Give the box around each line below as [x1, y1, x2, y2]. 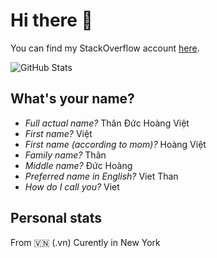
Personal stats [10, 210, 103, 227]
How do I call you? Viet [24, 180, 120, 193]
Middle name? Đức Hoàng [24, 159, 133, 171]
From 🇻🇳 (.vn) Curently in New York [10, 236, 161, 248]
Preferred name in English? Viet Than [24, 170, 179, 182]
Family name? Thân [24, 149, 107, 161]
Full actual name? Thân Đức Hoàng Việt [24, 117, 190, 129]
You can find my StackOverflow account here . [10, 42, 200, 54]
